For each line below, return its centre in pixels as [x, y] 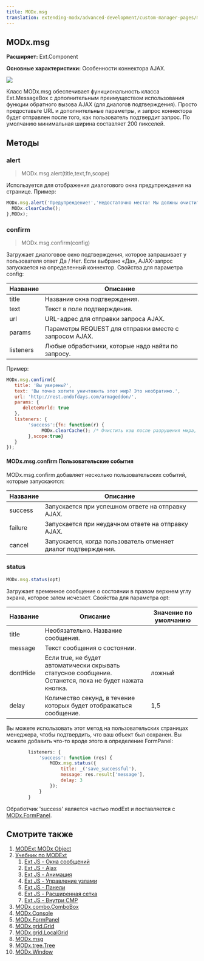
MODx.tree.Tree [35, 946]
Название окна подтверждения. [92, 299]
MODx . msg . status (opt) [34, 579]
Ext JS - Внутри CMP [51, 900]
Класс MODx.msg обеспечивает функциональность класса [83, 92]
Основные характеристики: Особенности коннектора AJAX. [86, 69]
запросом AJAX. [69, 336]
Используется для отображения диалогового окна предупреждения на [99, 185]
